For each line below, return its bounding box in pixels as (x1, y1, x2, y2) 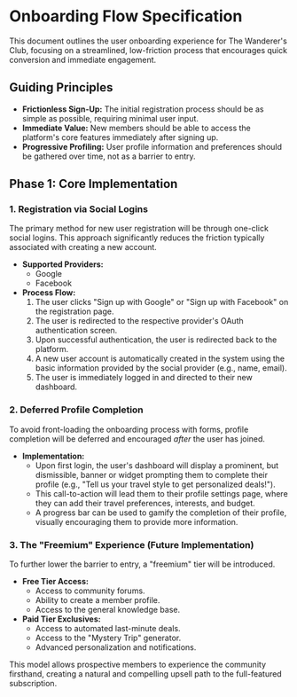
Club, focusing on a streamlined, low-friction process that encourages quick (9, 44, 288, 55)
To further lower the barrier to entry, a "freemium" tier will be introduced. (9, 559, 276, 569)
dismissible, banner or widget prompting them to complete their (35, 469, 269, 480)
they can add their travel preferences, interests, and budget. (35, 497, 255, 508)
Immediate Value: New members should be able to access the (21, 122, 251, 133)
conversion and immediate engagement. (9, 54, 157, 65)
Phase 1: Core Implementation (9, 176, 178, 192)
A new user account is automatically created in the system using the (35, 353, 285, 364)
